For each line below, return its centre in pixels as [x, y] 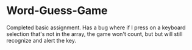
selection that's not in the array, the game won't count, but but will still [94, 34]
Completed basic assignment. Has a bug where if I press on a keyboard [96, 27]
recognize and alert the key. [41, 40]
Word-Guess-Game [57, 11]
